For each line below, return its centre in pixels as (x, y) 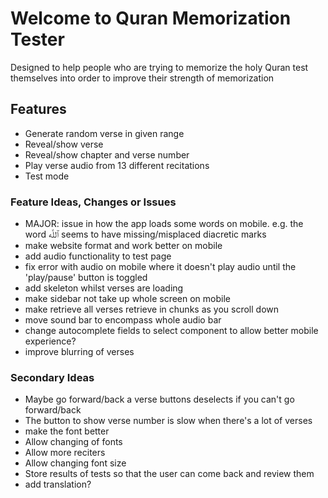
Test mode (47, 176)
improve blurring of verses (79, 352)
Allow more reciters (65, 453)
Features (38, 109)
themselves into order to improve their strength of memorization (142, 78)
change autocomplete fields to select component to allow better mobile (171, 331)
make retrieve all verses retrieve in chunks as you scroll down (152, 309)
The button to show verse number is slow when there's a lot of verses (168, 421)
